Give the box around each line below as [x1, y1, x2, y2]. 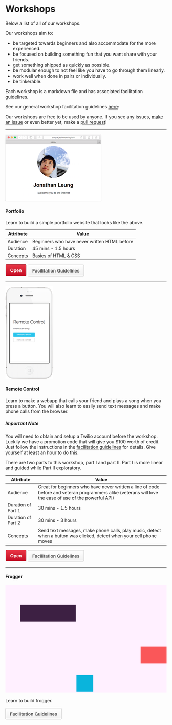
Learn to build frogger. [5, 697, 53, 703]
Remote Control [5, 386, 39, 392]
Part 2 [7, 520, 20, 526]
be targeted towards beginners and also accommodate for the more [12, 40, 156, 46]
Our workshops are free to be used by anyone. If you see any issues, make [5, 114, 163, 120]
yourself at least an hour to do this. [5, 449, 79, 456]
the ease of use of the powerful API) [38, 495, 114, 501]
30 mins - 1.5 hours [38, 504, 81, 511]
